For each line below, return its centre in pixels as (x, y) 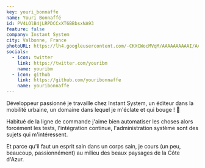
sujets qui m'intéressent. (37, 134)
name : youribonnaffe (43, 86)
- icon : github (31, 75)
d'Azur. (15, 159)
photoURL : (19, 46)
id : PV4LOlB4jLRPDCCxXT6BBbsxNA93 (50, 23)
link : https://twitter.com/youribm (63, 63)
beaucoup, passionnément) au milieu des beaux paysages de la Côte (93, 153)
